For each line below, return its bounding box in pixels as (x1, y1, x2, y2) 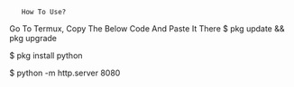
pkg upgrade (9, 33, 57, 43)
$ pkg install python (9, 50, 83, 61)
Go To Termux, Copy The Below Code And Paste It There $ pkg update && (9, 23, 286, 34)
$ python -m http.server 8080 (9, 67, 121, 78)
